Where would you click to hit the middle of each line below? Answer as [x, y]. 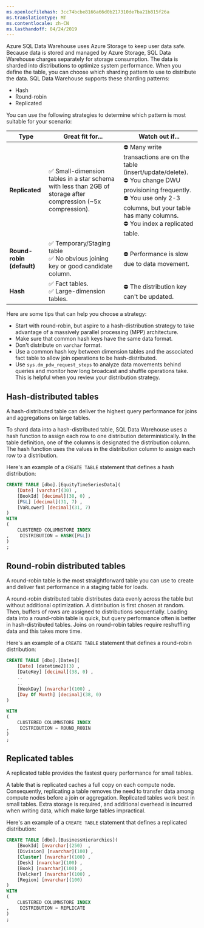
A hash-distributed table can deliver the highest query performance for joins [102, 411]
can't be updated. [149, 296]
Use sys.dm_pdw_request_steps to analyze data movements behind [98, 365]
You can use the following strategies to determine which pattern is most [96, 115]
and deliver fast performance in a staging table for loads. [77, 587]
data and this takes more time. [44, 631]
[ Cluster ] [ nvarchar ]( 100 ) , [54, 857]
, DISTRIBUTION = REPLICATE [46, 908]
